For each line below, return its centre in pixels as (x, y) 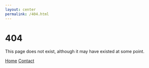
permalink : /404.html (27, 14)
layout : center (21, 9)
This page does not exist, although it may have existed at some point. (75, 51)
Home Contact (20, 61)
